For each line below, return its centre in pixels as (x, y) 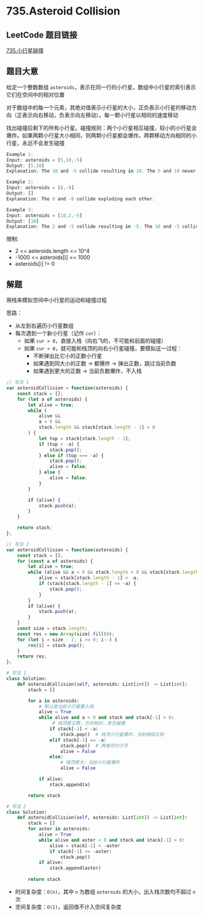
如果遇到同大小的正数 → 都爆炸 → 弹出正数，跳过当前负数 (105, 364)
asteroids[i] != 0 (35, 264)
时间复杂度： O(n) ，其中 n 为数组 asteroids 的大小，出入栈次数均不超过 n (105, 891)
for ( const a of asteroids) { (55, 561)
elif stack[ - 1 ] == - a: (78, 740)
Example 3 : (20, 210)
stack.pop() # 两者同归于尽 (94, 746)
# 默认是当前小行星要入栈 (66, 706)
